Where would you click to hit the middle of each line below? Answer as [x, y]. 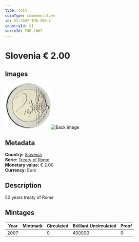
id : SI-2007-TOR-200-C [28, 21]
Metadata [20, 143]
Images [17, 74]
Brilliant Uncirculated [94, 226]
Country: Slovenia [24, 154]
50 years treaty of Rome [30, 197]
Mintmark [33, 226]
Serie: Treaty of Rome [27, 160]
